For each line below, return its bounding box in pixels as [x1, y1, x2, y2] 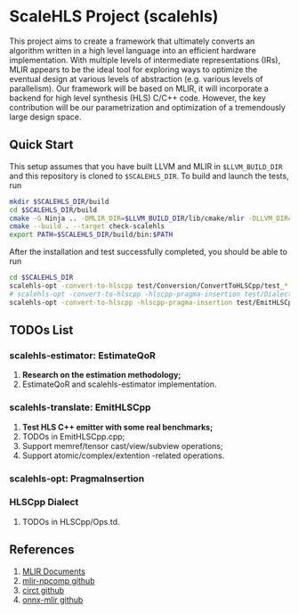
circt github [21, 585, 65, 595]
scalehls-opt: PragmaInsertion [9, 472, 145, 485]
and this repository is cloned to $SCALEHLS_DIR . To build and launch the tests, [9, 170, 289, 181]
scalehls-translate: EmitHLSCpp [9, 401, 151, 413]
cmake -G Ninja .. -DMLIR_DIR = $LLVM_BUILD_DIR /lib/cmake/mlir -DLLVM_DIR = [9, 214, 293, 223]
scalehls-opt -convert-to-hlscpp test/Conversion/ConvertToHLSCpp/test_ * [9, 282, 289, 291]
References [9, 542, 75, 558]
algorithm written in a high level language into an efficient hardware [9, 45, 256, 55]
